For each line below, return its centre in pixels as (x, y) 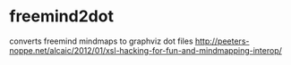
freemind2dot (62, 16)
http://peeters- (222, 41)
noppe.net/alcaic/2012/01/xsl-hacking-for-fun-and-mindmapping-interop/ (145, 50)
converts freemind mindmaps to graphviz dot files (102, 41)
